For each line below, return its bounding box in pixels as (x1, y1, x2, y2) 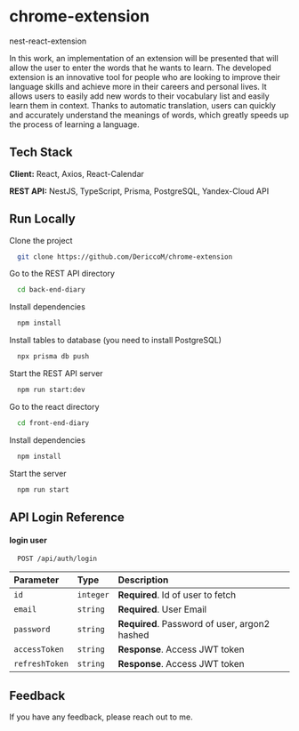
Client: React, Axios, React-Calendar (9, 168, 145, 179)
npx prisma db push (17, 352, 90, 361)
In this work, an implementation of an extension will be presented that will (9, 52, 279, 63)
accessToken (13, 645, 65, 655)
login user (9, 534, 47, 545)
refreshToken (13, 659, 69, 669)
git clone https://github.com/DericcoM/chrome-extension (17, 252, 233, 261)
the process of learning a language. (9, 118, 140, 130)
